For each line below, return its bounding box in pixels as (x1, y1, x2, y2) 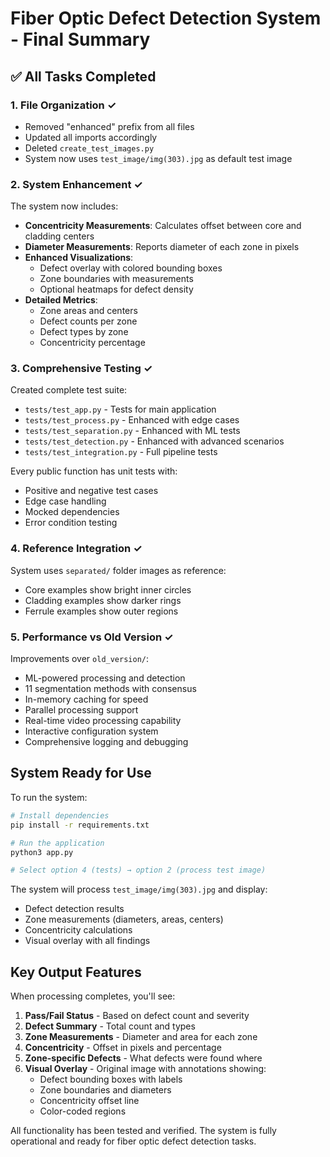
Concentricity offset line (39, 1095, 140, 1107)
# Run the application (10, 838, 105, 848)
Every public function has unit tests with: (10, 465, 178, 477)
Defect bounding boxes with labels (39, 1073, 183, 1086)
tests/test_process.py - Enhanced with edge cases (24, 414, 240, 426)
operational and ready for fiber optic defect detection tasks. (10, 1135, 257, 1147)
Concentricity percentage (39, 337, 146, 349)
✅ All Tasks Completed (10, 68, 157, 85)
